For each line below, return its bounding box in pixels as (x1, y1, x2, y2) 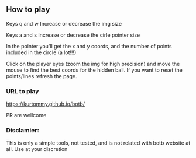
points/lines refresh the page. (6, 72, 77, 79)
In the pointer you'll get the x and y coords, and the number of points (6, 43, 172, 50)
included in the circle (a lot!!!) (6, 49, 77, 56)
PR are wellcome (6, 112, 47, 119)
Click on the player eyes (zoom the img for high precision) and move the (6, 60, 180, 67)
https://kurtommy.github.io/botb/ (6, 100, 85, 107)
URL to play (6, 87, 39, 95)
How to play (6, 5, 50, 15)
